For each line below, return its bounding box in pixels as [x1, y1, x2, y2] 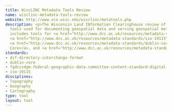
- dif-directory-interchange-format [5, 55, 83, 60]
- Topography [5, 79, 33, 84]
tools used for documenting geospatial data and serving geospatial [10, 27, 159, 32]
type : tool [5, 93, 29, 98]
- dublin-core [5, 60, 36, 65]
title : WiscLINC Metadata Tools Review [5, 7, 91, 13]
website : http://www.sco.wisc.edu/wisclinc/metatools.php [5, 17, 132, 22]
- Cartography [5, 88, 36, 94]
